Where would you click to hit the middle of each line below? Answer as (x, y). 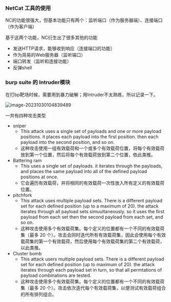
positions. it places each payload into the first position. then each (89, 137)
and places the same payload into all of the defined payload (84, 171)
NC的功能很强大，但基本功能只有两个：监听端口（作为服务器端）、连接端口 (84, 20)
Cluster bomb (27, 253)
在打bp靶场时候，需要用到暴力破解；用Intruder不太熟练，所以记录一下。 (82, 95)
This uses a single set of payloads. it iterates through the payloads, (91, 166)
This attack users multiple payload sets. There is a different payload (92, 259)
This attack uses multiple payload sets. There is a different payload (91, 200)
